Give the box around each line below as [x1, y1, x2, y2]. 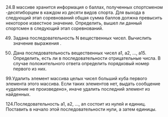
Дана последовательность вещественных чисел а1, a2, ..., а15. [12, 50, 146, 56]
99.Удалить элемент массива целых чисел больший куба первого [5, 76, 147, 81]
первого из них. [12, 66, 47, 72]
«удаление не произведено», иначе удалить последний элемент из [5, 86, 150, 92]
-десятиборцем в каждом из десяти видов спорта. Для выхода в [5, 9, 145, 15]
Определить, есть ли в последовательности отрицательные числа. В [12, 55, 161, 61]
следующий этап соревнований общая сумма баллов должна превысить [5, 15, 162, 20]
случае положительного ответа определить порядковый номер [12, 61, 149, 66]
